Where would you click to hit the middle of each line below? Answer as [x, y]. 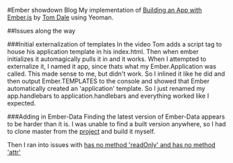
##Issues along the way [41, 31]
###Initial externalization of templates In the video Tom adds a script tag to [115, 44]
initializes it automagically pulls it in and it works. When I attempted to [107, 59]
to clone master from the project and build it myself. [81, 131]
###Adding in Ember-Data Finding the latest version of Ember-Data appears [116, 117]
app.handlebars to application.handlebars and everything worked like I [108, 96]
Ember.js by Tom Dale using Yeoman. [60, 17]
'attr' [14, 152]
